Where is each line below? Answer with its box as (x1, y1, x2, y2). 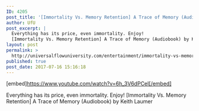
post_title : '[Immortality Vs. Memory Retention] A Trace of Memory (6, 14, 179, 20)
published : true (6, 58, 46, 64)
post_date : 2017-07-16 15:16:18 (6, 64, 86, 70)
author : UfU (6, 20, 36, 26)
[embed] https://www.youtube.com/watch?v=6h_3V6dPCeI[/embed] (6, 80, 172, 87)
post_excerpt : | (6, 25, 46, 31)
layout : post (6, 42, 38, 48)
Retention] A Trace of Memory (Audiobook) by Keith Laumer (6, 98, 153, 105)
